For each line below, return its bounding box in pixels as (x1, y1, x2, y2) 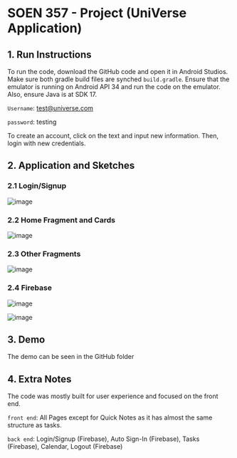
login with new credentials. (7, 139, 87, 147)
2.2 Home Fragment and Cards (7, 215, 116, 225)
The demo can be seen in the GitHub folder (7, 353, 135, 361)
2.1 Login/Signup (7, 181, 66, 191)
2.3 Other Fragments (7, 249, 81, 259)
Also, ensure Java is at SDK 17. (7, 90, 98, 98)
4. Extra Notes (7, 373, 72, 385)
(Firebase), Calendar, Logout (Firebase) (7, 442, 123, 451)
